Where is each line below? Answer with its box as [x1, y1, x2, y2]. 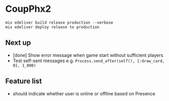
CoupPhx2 [5, 3, 51, 15]
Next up [5, 38, 31, 47]
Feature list [5, 77, 42, 86]
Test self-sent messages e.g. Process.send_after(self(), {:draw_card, [12, 57, 165, 64]
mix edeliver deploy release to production [5, 24, 100, 30]
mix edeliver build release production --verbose [5, 20, 114, 25]
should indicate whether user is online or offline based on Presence [12, 90, 156, 96]
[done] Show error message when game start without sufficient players [12, 52, 163, 58]
